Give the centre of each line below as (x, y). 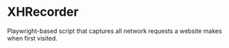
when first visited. (33, 38)
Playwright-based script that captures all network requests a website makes (114, 31)
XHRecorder (43, 12)
